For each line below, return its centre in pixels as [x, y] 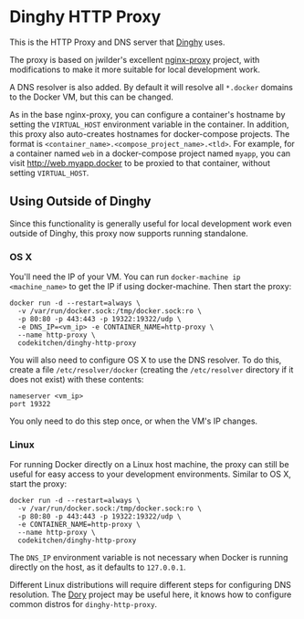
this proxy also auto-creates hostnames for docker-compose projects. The [150, 133]
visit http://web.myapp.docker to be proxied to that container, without [140, 163]
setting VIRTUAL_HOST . [49, 173]
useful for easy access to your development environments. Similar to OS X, [151, 474]
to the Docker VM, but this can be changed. [91, 97]
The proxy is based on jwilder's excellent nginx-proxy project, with [135, 59]
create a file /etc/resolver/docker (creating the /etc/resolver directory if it [152, 370]
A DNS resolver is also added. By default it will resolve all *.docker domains [152, 87]
